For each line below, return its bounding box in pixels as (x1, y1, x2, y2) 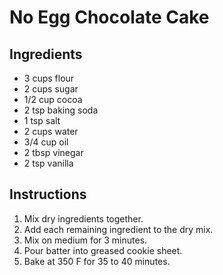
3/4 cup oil (23, 136, 69, 148)
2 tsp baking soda (23, 104, 99, 116)
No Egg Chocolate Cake (9, 6, 210, 29)
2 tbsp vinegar (23, 147, 84, 158)
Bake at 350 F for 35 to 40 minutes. (23, 255, 171, 267)
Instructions (9, 186, 87, 203)
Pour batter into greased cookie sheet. (23, 244, 183, 256)
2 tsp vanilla (23, 157, 74, 169)
